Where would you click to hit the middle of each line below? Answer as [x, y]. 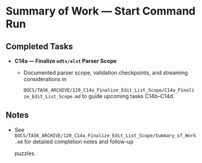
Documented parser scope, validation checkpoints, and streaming [106, 73]
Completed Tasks [39, 46]
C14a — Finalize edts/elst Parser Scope [66, 61]
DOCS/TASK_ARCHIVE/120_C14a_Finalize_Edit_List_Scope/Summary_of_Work [105, 135]
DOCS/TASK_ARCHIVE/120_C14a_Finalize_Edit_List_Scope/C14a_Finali [109, 90]
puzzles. [25, 153]
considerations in [45, 79]
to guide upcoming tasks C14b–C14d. [128, 96]
